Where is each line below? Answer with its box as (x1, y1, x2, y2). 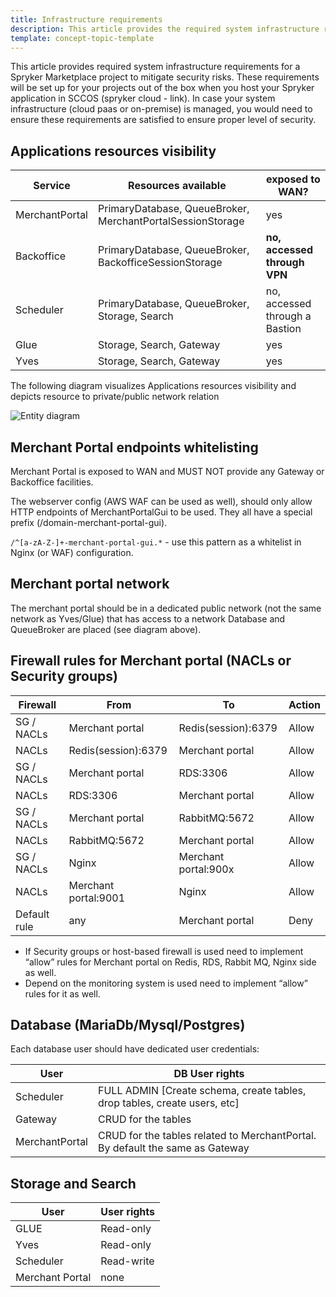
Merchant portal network (10, 576, 170, 593)
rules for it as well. (24, 987, 101, 1000)
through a (265, 309, 312, 323)
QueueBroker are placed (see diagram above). (10, 623, 202, 635)
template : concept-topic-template (10, 33, 155, 43)
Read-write (100, 1254, 155, 1268)
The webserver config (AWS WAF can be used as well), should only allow (10, 496, 313, 507)
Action (288, 697, 321, 711)
